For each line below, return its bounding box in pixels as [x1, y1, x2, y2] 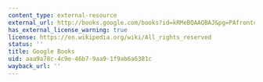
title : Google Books [8, 48, 76, 55]
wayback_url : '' [8, 62, 61, 70]
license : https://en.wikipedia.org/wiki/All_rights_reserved [8, 33, 212, 41]
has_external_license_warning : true [8, 26, 128, 34]
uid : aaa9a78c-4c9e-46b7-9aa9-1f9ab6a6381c [8, 55, 153, 63]
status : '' [8, 41, 44, 48]
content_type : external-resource [8, 11, 117, 20]
